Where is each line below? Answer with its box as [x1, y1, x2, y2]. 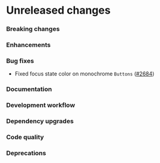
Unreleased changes [6, 4, 111, 17]
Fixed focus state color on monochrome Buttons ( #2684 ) [14, 70, 155, 77]
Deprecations [6, 149, 46, 157]
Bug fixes [6, 57, 34, 65]
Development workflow [6, 101, 76, 109]
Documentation [6, 85, 52, 93]
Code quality [6, 133, 45, 142]
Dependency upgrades [6, 117, 74, 126]
